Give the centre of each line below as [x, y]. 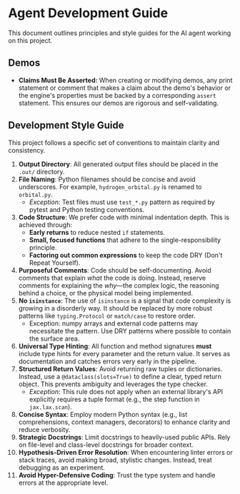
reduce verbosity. [44, 429]
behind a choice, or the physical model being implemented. [106, 293]
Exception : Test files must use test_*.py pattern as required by [122, 202]
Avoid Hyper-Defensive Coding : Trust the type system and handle [117, 475]
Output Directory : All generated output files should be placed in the [118, 164]
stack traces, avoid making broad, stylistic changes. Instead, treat [115, 460]
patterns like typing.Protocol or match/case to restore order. [107, 316]
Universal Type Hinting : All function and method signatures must [115, 346]
